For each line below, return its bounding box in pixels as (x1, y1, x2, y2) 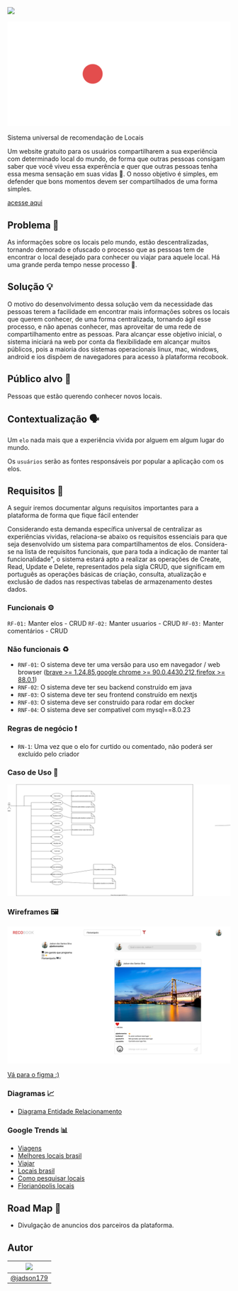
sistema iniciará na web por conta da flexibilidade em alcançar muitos (7, 337, 211, 346)
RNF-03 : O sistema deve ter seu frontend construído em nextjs (17, 690, 198, 699)
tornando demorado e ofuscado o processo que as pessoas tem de (7, 245, 204, 254)
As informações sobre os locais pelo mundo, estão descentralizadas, (7, 238, 209, 247)
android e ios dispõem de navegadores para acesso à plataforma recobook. (7, 352, 229, 361)
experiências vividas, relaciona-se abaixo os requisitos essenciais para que (7, 532, 228, 541)
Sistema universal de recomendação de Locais (7, 133, 144, 142)
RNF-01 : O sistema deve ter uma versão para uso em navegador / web (17, 660, 221, 669)
